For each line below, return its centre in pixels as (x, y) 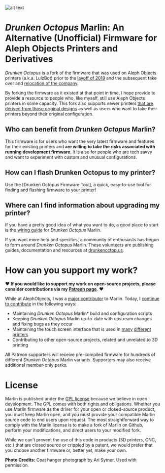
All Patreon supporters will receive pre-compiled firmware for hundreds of (80, 355)
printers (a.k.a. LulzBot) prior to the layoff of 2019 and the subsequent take (81, 78)
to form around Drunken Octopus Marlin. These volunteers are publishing (79, 245)
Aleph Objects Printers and (62, 49)
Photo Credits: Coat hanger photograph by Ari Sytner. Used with (71, 460)
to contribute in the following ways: (41, 304)
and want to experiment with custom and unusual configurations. (71, 157)
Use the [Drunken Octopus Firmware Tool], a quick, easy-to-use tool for (78, 184)
